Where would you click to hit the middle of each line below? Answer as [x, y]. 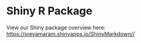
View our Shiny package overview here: [56, 27]
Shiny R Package [50, 11]
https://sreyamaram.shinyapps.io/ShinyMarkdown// [70, 33]
